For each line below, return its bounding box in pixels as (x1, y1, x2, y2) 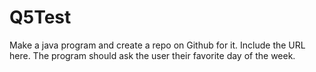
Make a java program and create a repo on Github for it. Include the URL (9, 39, 306, 51)
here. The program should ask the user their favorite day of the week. (9, 49, 296, 61)
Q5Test (9, 6, 72, 29)
